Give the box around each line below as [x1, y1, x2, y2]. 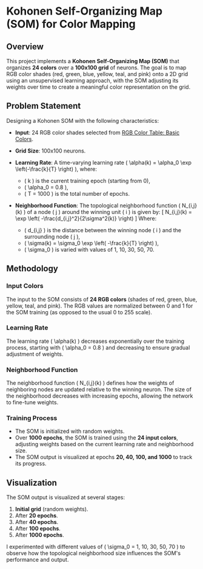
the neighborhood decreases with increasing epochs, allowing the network [6, 392, 193, 399]
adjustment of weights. [6, 350, 64, 357]
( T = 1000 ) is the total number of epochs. [24, 190, 130, 197]
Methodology [6, 263, 59, 274]
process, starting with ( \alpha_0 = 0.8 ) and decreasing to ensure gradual [6, 343, 190, 351]
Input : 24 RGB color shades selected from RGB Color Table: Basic [15, 129, 180, 136]
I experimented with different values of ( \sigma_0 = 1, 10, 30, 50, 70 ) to [6, 543, 185, 551]
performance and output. [6, 556, 69, 564]
